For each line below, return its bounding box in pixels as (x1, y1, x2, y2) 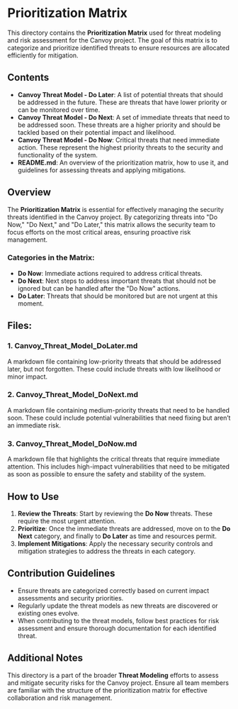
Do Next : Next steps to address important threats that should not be (17, 277, 217, 285)
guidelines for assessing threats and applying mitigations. (17, 165, 186, 174)
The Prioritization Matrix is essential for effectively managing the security (7, 205, 225, 213)
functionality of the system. (17, 150, 98, 159)
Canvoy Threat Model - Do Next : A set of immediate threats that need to (17, 113, 230, 121)
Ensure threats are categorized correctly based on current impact (17, 586, 210, 595)
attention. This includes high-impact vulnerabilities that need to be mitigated (7, 462, 230, 471)
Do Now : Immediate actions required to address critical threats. (17, 269, 203, 277)
